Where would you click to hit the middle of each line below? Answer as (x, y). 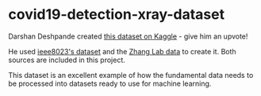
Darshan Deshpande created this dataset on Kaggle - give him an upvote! (128, 36)
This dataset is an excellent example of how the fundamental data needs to (131, 75)
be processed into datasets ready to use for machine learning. (110, 83)
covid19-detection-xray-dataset (116, 15)
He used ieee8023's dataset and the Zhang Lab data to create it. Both (122, 51)
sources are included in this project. (67, 60)
